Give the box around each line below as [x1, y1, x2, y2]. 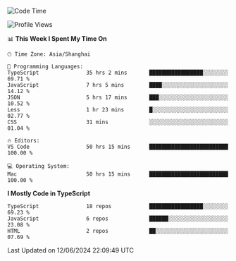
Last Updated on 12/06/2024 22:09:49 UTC [7, 246, 134, 254]
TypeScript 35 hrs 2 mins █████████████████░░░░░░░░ [7, 69, 229, 76]
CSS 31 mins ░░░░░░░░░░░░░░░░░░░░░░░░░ [7, 119, 229, 126]
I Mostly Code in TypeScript [7, 189, 90, 198]
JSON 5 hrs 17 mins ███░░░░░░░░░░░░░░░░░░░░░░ [7, 94, 229, 101]
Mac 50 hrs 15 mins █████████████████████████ [7, 171, 229, 178]
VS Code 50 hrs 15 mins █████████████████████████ [7, 143, 229, 150]
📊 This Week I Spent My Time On [7, 35, 107, 42]
